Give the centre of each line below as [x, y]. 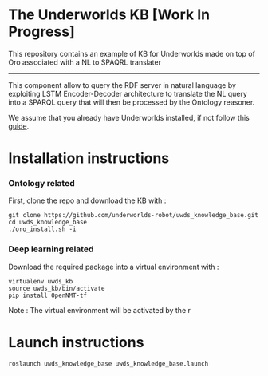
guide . [19, 126]
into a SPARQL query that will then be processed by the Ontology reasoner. [132, 102]
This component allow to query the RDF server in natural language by [122, 85]
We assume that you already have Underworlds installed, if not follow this [129, 117]
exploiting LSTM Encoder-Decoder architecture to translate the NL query [128, 93]
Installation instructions [89, 158]
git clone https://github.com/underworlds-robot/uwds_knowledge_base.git [134, 216]
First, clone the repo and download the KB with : [87, 200]
